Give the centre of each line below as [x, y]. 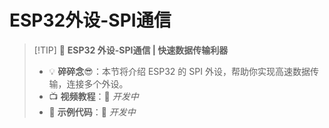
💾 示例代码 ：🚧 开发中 [92, 112]
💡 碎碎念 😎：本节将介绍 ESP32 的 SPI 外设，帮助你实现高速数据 [179, 71]
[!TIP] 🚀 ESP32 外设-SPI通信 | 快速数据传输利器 [131, 50]
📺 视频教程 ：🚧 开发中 [93, 96]
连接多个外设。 [97, 83]
